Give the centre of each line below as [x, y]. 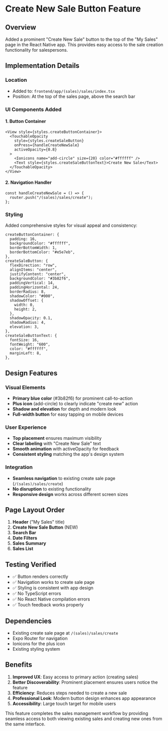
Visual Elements [25, 387]
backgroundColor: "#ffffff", [40, 243]
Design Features [31, 373]
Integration [19, 467]
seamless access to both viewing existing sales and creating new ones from [84, 718]
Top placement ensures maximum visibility [57, 438]
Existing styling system [36, 649]
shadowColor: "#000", [32, 296]
